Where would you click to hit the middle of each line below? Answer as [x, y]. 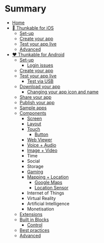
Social [33, 161]
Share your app [35, 97]
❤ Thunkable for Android [38, 54]
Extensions [31, 214]
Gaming [35, 171]
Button [41, 134]
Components [33, 113]
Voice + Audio [41, 145]
